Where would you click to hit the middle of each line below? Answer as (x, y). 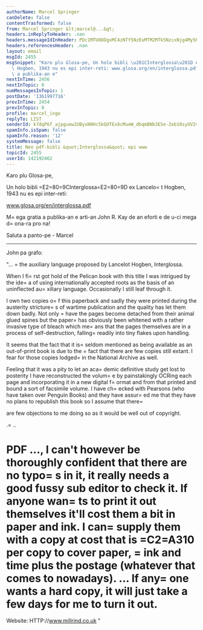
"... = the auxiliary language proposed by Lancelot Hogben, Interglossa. (95, 265)
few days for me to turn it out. (82, 604)
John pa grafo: (25, 253)
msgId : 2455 (21, 57)
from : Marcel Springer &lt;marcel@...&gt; (60, 29)
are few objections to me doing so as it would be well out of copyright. (94, 413)
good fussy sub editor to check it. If (97, 488)
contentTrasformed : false (39, 23)
